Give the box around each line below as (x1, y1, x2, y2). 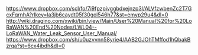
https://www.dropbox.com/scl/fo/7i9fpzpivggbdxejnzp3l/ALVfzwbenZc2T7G (6, 5, 192, 12)
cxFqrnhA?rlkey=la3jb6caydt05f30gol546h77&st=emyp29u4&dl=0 (6, 11, 168, 18)
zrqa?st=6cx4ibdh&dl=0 (6, 42, 65, 49)
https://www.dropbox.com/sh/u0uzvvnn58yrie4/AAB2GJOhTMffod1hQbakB (6, 36, 191, 43)
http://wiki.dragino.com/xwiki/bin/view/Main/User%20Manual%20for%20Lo (6, 18, 192, 24)
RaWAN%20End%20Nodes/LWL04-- (6, 23, 98, 30)
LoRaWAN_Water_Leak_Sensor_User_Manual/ (6, 30, 117, 37)
